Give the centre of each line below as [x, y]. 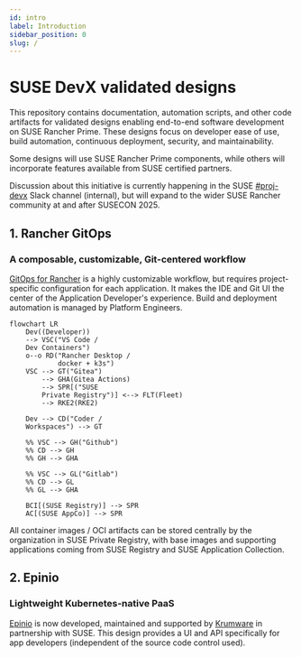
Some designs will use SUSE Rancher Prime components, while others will [147, 159]
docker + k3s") [86, 363]
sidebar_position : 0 [48, 34]
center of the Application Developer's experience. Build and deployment [143, 298]
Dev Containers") [58, 347]
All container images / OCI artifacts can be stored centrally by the [131, 530]
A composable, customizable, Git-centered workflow [128, 259]
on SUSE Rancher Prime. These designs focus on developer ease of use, [145, 132]
